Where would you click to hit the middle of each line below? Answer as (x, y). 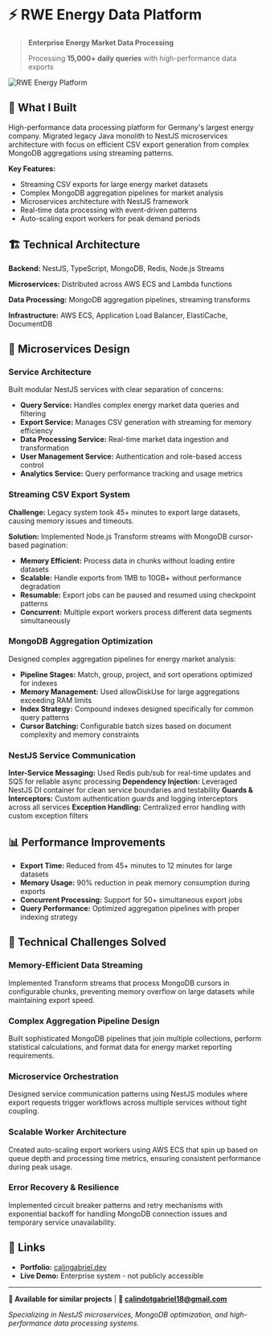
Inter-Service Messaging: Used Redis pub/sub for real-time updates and (130, 773)
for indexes (39, 683)
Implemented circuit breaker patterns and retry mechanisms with (116, 1205)
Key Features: (32, 169)
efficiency (37, 431)
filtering (33, 414)
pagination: (49, 545)
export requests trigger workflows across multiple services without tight (128, 1103)
